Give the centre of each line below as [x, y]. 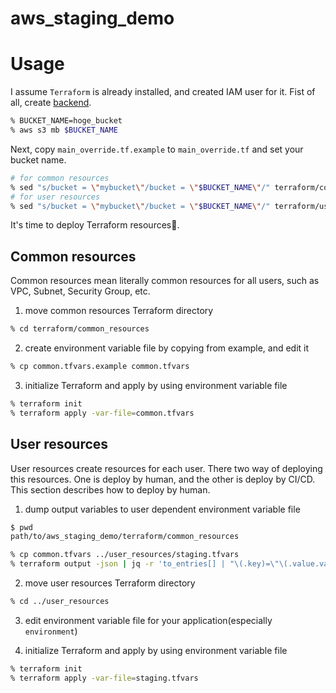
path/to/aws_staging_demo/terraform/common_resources [125, 537]
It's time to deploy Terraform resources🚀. [95, 225]
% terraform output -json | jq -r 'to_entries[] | [118, 564]
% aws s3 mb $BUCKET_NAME [64, 130]
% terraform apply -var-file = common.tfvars [102, 413]
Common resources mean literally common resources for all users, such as [165, 281]
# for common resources [60, 178]
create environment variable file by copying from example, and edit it [167, 348]
